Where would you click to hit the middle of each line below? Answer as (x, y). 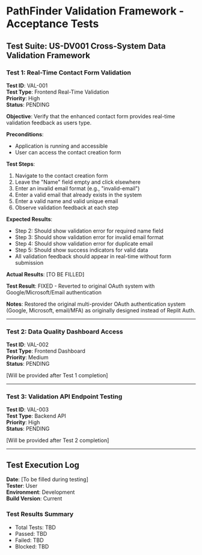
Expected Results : (29, 219)
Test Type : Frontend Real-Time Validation (58, 92)
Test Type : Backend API (36, 416)
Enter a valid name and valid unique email (66, 201)
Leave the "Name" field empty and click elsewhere (78, 182)
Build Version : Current (34, 499)
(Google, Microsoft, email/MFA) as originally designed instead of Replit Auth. (101, 310)
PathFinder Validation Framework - (95, 11)
